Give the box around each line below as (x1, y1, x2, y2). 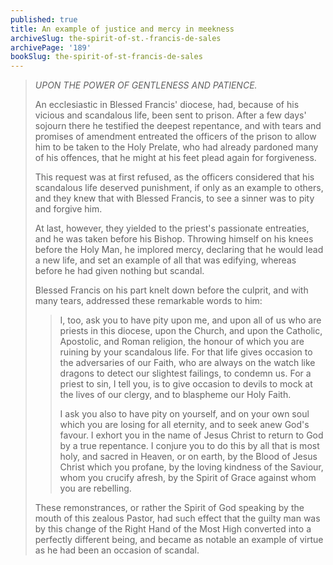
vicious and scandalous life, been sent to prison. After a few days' (34, 109, 307, 121)
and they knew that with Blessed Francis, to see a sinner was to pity (34, 192, 315, 205)
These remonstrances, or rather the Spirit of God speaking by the (34, 502, 305, 514)
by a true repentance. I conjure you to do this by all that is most (59, 440, 320, 452)
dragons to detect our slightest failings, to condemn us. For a (59, 367, 312, 380)
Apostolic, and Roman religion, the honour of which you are (59, 336, 305, 348)
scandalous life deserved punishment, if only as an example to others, (34, 182, 324, 194)
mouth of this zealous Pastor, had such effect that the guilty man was (34, 512, 321, 525)
